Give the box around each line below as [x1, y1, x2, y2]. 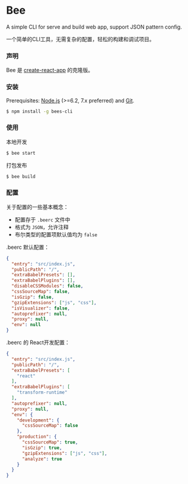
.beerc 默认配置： [6, 243, 49, 251]
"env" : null [11, 322, 42, 328]
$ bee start [6, 150, 36, 156]
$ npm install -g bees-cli [6, 108, 73, 114]
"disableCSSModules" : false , [11, 283, 84, 289]
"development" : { [17, 417, 60, 423]
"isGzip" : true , [21, 445, 62, 451]
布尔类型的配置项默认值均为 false [14, 230, 98, 238]
